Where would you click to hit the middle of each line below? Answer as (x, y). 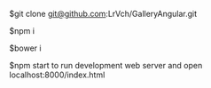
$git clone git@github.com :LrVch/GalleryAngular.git (103, 14)
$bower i (25, 48)
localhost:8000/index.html (57, 75)
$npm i (22, 31)
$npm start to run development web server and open (106, 65)
